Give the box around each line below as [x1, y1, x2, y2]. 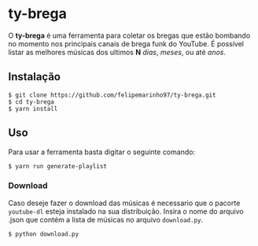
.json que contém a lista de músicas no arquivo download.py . [8, 215, 204, 224]
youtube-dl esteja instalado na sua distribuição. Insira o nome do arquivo [8, 206, 244, 216]
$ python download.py [8, 229, 79, 238]
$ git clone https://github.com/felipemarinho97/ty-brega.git [8, 91, 216, 99]
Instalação [8, 70, 61, 83]
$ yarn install [8, 105, 58, 112]
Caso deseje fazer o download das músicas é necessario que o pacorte [8, 198, 241, 207]
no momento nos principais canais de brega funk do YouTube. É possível [8, 39, 244, 48]
